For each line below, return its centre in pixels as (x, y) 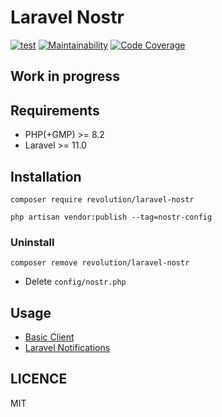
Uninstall (32, 242)
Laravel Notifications (67, 348)
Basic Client (49, 337)
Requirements (55, 110)
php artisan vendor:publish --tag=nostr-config (111, 217)
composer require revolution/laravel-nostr (102, 199)
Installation (46, 176)
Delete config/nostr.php (75, 282)
